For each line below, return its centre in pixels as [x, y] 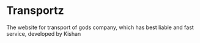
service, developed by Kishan [44, 33]
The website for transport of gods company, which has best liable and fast [100, 27]
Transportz [35, 11]
